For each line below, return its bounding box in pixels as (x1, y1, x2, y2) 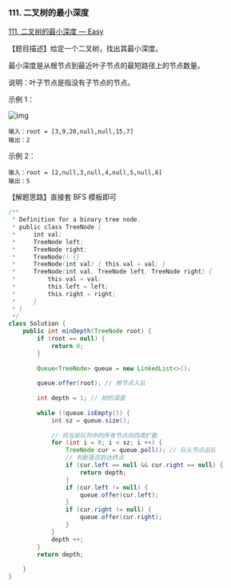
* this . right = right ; (11, 290, 116, 298)
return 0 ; (50, 342, 84, 350)
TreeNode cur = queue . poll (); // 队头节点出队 (65, 446, 217, 454)
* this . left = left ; (11, 282, 110, 291)
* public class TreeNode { (11, 223, 102, 231)
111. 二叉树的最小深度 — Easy (8, 26, 104, 37)
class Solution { (8, 320, 66, 328)
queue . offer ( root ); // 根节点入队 (37, 379, 146, 387)
